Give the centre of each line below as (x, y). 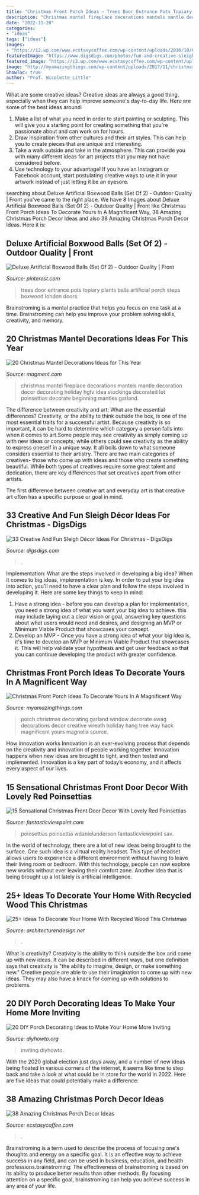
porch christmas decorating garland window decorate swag (94, 719)
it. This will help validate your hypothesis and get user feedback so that (102, 648)
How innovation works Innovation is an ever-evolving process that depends (98, 743)
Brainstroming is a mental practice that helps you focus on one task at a (94, 307)
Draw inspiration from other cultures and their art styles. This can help (100, 138)
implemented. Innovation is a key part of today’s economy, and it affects (94, 762)
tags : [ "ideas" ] (26, 39)
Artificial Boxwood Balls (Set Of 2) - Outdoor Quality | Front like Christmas (96, 206)
